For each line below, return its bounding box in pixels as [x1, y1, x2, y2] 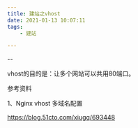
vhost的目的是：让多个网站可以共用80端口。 [7, 69, 135, 78]
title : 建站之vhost [7, 10, 61, 17]
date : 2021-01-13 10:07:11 [7, 17, 86, 24]
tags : [7, 23, 23, 30]
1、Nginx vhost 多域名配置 [7, 99, 83, 108]
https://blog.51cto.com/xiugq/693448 [7, 113, 116, 122]
